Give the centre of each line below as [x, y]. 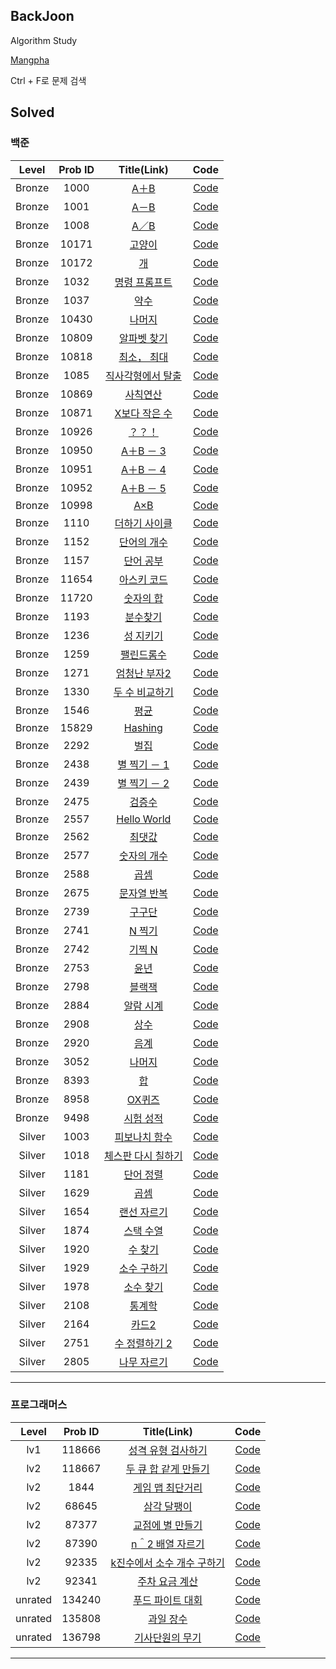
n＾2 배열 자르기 [168, 1544]
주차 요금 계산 [167, 1581]
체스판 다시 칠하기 [143, 1156]
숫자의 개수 [143, 856]
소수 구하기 [143, 1268]
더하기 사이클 [143, 523]
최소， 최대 [143, 357]
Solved [32, 112]
